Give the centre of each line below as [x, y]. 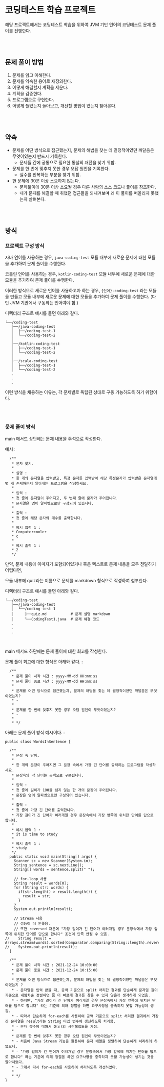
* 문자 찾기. [23, 464]
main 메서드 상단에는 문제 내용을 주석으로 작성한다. [54, 439]
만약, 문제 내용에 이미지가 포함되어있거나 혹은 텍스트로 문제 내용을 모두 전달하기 [81, 564]
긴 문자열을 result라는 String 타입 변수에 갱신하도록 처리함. [60, 1021]
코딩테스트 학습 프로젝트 [51, 10]
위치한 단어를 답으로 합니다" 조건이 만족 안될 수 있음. [62, 934]
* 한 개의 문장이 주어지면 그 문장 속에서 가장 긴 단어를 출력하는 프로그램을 [78, 765]
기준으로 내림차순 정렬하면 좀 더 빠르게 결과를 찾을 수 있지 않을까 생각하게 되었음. [78, 995]
